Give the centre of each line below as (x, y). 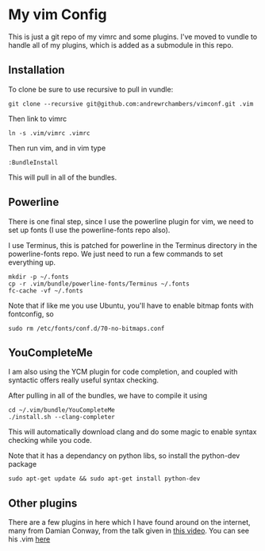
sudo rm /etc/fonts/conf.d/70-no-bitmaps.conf (86, 328)
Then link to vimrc (38, 118)
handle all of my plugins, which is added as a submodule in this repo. (121, 45)
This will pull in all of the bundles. (63, 177)
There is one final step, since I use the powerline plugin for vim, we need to (131, 221)
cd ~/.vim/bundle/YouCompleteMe (61, 410)
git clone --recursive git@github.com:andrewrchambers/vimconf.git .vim (131, 104)
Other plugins (43, 503)
